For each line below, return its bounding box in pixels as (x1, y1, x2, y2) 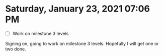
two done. (5, 46, 26, 52)
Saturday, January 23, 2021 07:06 (5, 3, 150, 15)
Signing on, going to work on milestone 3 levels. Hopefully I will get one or (5, 41, 159, 46)
